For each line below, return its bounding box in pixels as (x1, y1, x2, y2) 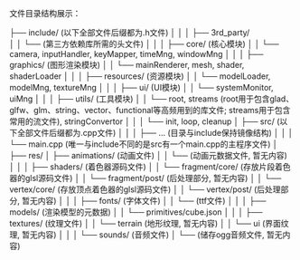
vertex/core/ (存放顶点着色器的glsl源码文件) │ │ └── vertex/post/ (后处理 (9, 184, 282, 195)
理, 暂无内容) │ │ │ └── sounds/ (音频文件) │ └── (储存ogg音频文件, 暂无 (9, 229, 283, 240)
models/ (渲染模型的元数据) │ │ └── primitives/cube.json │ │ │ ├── (9, 207, 263, 217)
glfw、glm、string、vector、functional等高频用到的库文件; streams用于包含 (9, 105, 291, 115)
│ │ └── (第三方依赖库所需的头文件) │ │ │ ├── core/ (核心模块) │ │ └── (9, 39, 279, 49)
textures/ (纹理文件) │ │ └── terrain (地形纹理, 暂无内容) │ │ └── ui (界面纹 (9, 218, 289, 228)
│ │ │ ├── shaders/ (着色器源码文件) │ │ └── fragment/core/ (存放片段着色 (9, 161, 291, 172)
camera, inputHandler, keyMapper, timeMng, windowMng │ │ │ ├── (9, 49, 264, 59)
